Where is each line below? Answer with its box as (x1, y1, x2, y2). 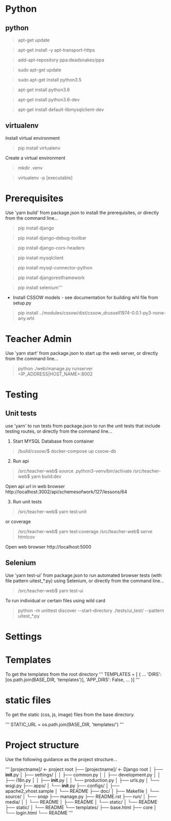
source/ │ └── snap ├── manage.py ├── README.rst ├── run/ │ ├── (5, 793, 157, 799)
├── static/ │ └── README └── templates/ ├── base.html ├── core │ (5, 804, 157, 810)
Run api (12, 458, 29, 464)
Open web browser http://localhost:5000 (5, 543, 92, 550)
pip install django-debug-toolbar (17, 235, 87, 241)
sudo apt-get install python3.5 (17, 77, 82, 82)
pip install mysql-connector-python (17, 264, 93, 270)
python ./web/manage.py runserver (17, 365, 93, 371)
